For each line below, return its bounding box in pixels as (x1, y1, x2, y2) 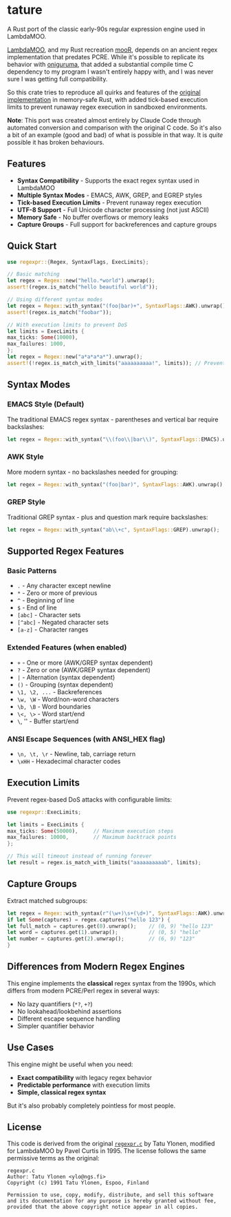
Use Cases (7, 1042, 54, 1054)
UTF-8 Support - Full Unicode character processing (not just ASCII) (16, 205, 210, 214)
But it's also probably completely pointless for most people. (7, 1101, 176, 1110)
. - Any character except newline (16, 581, 111, 590)
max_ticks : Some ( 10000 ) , (7, 334, 78, 341)
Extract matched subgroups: (7, 896, 88, 904)
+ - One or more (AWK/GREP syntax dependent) (16, 658, 153, 667)
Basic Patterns (7, 566, 57, 576)
